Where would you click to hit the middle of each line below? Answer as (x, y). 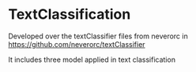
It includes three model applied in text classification (92, 59)
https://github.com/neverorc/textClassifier (77, 44)
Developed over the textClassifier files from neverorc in (98, 36)
